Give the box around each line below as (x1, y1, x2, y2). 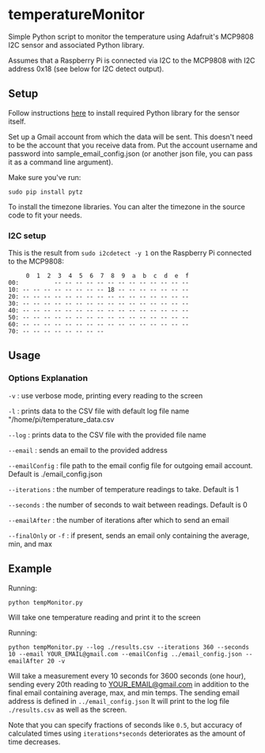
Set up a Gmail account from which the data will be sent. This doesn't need (8, 132, 253, 141)
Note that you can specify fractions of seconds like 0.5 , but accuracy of (8, 720, 243, 729)
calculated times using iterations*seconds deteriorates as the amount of (8, 728, 246, 738)
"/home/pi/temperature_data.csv (8, 414, 115, 424)
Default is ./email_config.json (8, 469, 103, 478)
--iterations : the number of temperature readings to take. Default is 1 (8, 484, 239, 494)
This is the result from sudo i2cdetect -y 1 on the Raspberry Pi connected (8, 248, 252, 258)
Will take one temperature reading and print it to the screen (8, 613, 201, 622)
